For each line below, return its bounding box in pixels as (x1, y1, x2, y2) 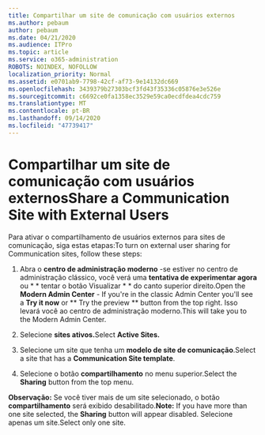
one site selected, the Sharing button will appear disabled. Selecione (8, 409, 233, 418)
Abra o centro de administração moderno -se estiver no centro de (19, 264, 239, 273)
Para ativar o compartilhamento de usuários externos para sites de (8, 232, 225, 242)
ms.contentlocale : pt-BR (8, 107, 90, 115)
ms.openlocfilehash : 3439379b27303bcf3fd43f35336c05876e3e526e (8, 84, 221, 93)
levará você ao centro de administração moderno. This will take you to (19, 306, 248, 316)
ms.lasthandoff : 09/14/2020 (8, 114, 101, 122)
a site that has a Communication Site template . (19, 353, 176, 363)
